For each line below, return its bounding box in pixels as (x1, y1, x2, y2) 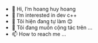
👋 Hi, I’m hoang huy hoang (11, 6, 76, 12)
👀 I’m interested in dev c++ (11, 12, 77, 19)
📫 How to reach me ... (11, 31, 66, 37)
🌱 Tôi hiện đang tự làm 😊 (11, 18, 73, 24)
